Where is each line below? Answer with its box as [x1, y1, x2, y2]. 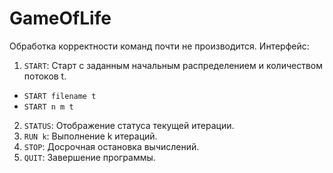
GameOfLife [9, 7, 112, 30]
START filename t [23, 91, 97, 101]
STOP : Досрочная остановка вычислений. [23, 140, 200, 152]
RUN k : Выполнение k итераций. [23, 130, 158, 142]
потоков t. [23, 70, 67, 82]
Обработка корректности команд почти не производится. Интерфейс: [9, 40, 310, 52]
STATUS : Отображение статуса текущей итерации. [23, 119, 235, 131]
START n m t [23, 102, 74, 112]
